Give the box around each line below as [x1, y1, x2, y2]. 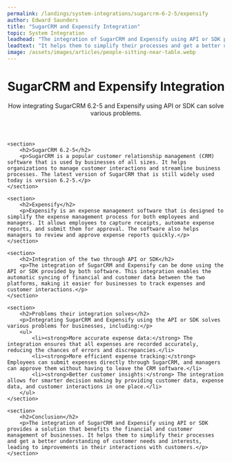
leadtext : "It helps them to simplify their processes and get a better [7, 42, 221, 49]
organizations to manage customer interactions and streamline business [7, 164, 221, 172]
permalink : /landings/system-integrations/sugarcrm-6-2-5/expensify [7, 10, 209, 17]
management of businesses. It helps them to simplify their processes [7, 431, 215, 439]
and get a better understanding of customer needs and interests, [7, 437, 202, 444]
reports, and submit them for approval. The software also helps [7, 225, 199, 232]
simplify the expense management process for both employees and [7, 213, 199, 220]
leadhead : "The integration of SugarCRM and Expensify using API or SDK [7, 36, 221, 43]
